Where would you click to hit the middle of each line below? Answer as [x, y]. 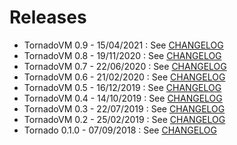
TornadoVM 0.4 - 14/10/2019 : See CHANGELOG [123, 98]
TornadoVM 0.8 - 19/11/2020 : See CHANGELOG [122, 55]
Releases [48, 17]
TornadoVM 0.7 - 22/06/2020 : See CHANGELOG [125, 66]
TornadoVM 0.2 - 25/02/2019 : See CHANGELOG [124, 119]
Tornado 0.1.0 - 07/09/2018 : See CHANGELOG [120, 130]
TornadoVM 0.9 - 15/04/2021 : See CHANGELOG [123, 45]
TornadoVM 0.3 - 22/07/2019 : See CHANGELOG [124, 108]
